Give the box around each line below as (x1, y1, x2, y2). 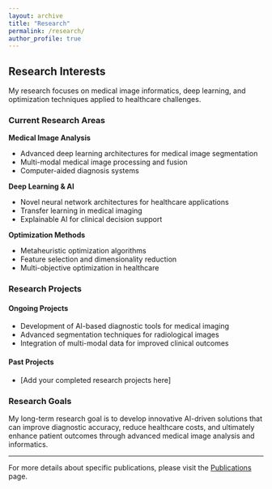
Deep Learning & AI (8, 181, 74, 191)
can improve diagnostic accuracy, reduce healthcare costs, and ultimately (8, 422, 255, 432)
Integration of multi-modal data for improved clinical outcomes (19, 338, 229, 348)
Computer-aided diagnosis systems (19, 166, 139, 176)
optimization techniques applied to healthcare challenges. (8, 95, 202, 104)
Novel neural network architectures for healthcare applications (19, 198, 229, 207)
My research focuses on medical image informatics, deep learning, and (8, 86, 246, 96)
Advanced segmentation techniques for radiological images (19, 330, 220, 340)
